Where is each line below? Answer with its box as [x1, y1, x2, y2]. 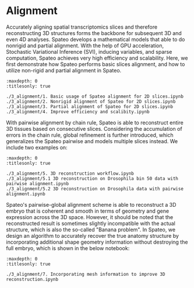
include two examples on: [6, 144, 68, 151]
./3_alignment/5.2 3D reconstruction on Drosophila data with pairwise [6, 186, 184, 192]
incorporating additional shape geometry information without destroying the [6, 238, 188, 245]
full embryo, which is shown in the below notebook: [6, 244, 130, 252]
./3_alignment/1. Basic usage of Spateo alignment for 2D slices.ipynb [6, 93, 184, 99]
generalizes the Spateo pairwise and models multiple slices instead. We [6, 137, 178, 144]
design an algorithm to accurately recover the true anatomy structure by [6, 232, 179, 239]
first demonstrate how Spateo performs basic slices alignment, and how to [6, 60, 185, 68]
